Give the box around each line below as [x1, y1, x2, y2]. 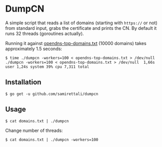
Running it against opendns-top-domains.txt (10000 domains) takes [5, 40, 147, 46]
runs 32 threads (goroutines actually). [5, 30, 85, 36]
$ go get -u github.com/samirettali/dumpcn [5, 91, 99, 96]
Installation [5, 78, 42, 86]
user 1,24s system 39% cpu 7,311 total [5, 64, 90, 69]
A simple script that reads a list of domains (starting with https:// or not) [5, 20, 158, 26]
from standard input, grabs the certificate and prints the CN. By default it [5, 25, 157, 31]
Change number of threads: [5, 127, 63, 133]
